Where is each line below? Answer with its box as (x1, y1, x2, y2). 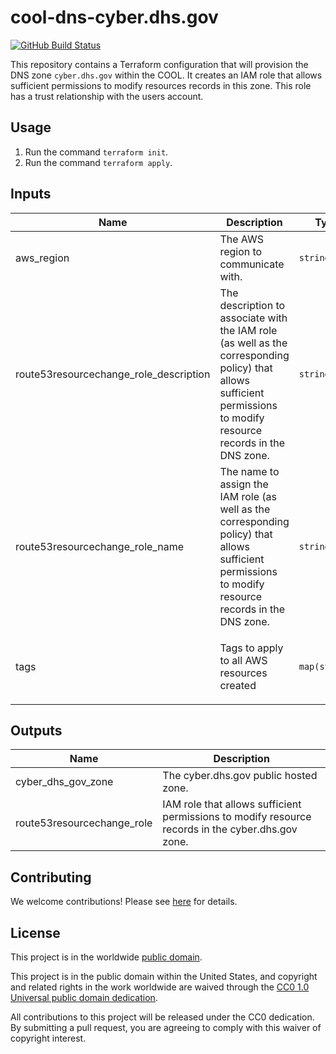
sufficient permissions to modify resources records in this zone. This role (10, 79, 312, 91)
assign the (219, 477, 269, 491)
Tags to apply (219, 641, 284, 655)
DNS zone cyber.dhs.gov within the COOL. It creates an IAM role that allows (10, 69, 323, 81)
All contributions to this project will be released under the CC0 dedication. (10, 1011, 315, 1023)
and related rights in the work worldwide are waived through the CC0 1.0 (10, 981, 310, 993)
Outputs (10, 722, 63, 739)
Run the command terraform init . (24, 146, 169, 158)
